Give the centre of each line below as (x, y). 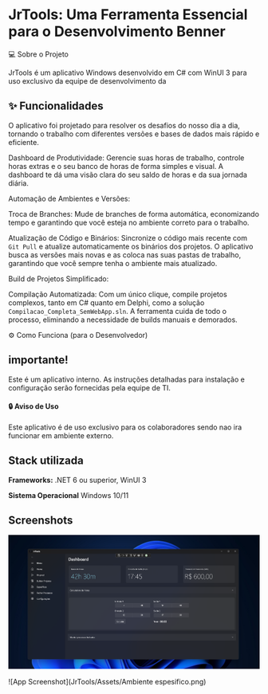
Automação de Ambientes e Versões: (69, 198)
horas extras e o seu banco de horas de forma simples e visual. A (116, 166)
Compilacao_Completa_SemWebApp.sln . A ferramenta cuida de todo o (118, 311)
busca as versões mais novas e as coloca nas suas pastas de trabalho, (125, 255)
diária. (19, 183)
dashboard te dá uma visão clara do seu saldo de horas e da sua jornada (128, 174)
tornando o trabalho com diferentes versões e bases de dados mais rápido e (134, 134)
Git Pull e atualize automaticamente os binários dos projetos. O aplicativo (131, 246)
